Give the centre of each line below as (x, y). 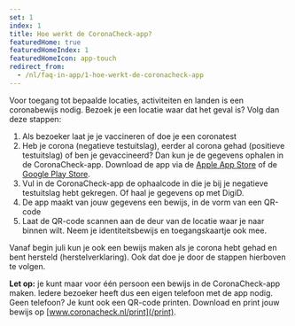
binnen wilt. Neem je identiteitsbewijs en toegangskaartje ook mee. (144, 230)
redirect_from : (37, 67)
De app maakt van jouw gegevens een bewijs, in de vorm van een (142, 202)
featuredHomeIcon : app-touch (63, 58)
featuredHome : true (45, 42)
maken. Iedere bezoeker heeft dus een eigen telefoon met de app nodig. (141, 292)
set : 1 (21, 17)
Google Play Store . (56, 174)
